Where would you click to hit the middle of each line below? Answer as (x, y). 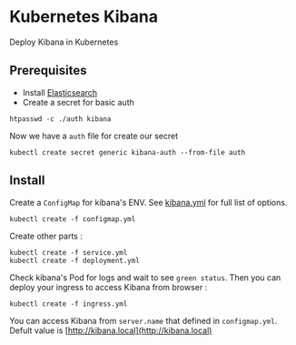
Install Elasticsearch (60, 92)
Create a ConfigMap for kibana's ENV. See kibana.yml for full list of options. (148, 202)
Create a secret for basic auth (78, 102)
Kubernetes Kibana (84, 17)
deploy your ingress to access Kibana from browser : (109, 287)
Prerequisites (48, 71)
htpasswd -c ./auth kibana (60, 119)
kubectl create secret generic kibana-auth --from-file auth (128, 152)
